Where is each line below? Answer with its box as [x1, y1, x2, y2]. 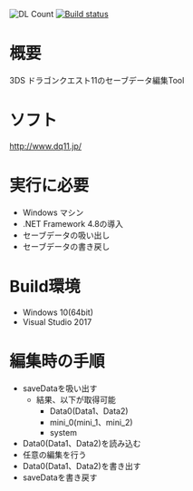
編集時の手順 [9, 350, 106, 371]
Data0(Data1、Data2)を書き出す [22, 460, 141, 471]
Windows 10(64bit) [22, 307, 93, 318]
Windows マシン [22, 207, 84, 218]
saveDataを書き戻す [22, 472, 98, 483]
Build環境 [9, 277, 81, 297]
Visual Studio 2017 [22, 316, 92, 327]
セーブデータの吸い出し [22, 230, 111, 241]
